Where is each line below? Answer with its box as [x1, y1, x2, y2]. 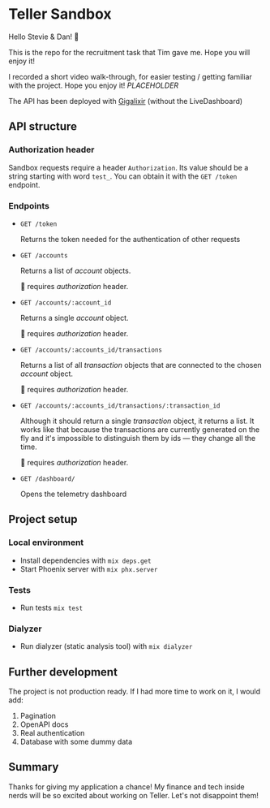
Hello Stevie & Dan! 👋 [8, 32, 79, 41]
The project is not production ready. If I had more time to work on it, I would [8, 687, 261, 697]
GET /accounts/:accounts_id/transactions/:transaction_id [19, 401, 221, 410]
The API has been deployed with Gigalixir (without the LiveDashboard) [8, 96, 243, 106]
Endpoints [8, 200, 50, 211]
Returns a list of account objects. [19, 266, 131, 275]
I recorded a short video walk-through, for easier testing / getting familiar [8, 71, 253, 81]
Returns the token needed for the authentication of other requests [19, 234, 241, 244]
